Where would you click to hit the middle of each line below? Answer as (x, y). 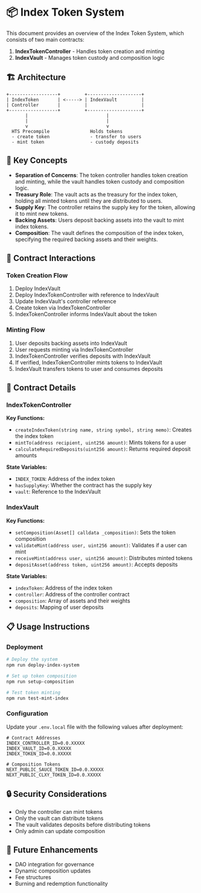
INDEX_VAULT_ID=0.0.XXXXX (39, 748)
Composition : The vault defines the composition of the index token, (99, 233)
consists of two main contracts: (45, 39)
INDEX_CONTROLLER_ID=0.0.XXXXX (46, 743)
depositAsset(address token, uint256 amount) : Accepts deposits (96, 564)
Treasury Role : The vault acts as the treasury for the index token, (96, 194)
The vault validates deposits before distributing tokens (83, 824)
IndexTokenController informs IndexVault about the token (86, 314)
